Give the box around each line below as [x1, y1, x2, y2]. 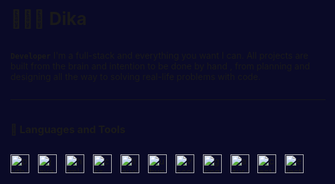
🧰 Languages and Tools [10, 122, 126, 136]
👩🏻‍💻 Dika [10, 8, 88, 30]
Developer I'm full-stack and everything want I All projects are [10, 49, 309, 61]
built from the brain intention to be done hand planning [10, 60, 293, 72]
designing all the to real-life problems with [10, 70, 236, 82]
